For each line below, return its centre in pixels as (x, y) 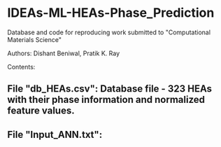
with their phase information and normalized (106, 100)
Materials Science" (34, 39)
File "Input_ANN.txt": (55, 134)
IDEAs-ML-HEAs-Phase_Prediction (111, 13)
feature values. (41, 111)
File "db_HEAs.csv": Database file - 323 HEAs (109, 89)
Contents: (21, 66)
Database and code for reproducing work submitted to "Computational (109, 32)
